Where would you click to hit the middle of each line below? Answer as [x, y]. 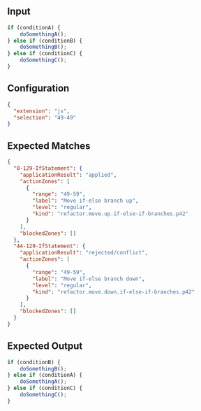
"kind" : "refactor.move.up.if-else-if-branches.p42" [111, 214]
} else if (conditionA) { [45, 375]
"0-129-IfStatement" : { [48, 168]
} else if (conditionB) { [45, 41]
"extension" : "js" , [42, 111]
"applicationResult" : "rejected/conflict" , [84, 253]
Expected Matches [49, 146]
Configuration [38, 88]
